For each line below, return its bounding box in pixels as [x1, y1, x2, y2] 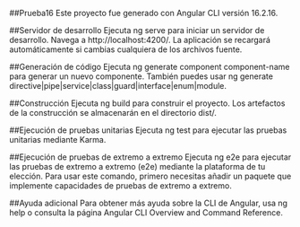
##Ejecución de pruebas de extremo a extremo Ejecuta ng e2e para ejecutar [9, 152, 292, 162]
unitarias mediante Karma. [9, 135, 107, 144]
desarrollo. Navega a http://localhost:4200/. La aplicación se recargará [9, 35, 271, 45]
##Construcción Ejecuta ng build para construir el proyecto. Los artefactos [9, 98, 286, 109]
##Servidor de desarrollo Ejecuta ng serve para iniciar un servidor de [9, 25, 265, 35]
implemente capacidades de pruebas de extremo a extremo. [9, 180, 233, 191]
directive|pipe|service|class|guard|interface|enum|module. [9, 81, 227, 91]
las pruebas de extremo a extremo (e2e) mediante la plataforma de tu [9, 162, 266, 171]
